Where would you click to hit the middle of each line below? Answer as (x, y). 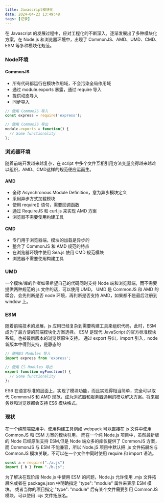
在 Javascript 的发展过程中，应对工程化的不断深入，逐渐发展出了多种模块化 (81, 33)
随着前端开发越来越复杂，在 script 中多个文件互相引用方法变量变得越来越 (79, 163)
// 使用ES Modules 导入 (28, 354)
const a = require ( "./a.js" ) (35, 463)
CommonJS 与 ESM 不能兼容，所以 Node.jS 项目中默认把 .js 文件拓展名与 (84, 447)
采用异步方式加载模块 (34, 199)
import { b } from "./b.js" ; (35, 467)
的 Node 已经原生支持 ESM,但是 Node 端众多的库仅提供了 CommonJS (75, 441)
